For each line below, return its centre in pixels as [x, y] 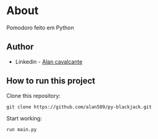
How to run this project [51, 81]
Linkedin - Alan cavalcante [49, 61]
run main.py [21, 129]
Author [20, 47]
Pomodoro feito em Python [40, 28]
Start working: [24, 118]
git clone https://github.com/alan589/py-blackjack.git [79, 107]
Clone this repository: [34, 96]
